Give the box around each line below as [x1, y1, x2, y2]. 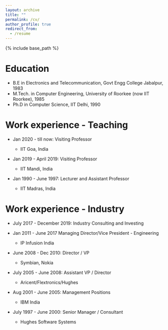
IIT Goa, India [20, 146, 48, 152]
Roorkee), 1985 [12, 96, 45, 102]
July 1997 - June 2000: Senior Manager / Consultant [12, 309, 123, 315]
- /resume [10, 31, 31, 36]
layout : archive [5, 7, 40, 13]
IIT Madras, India [20, 185, 56, 191]
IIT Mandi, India [20, 166, 53, 172]
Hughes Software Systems [20, 319, 76, 325]
